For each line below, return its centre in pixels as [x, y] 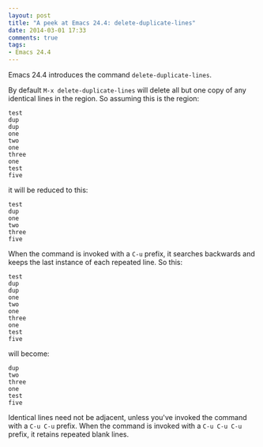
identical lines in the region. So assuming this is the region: [104, 98]
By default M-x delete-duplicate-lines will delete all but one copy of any [127, 90]
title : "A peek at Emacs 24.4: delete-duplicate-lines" [102, 23]
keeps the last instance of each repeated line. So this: [96, 262]
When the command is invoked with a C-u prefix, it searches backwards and [131, 254]
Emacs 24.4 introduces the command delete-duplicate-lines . [110, 75]
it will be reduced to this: [48, 190]
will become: [29, 354]
